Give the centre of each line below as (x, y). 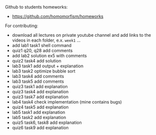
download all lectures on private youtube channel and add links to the (81, 35)
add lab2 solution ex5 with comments (49, 56)
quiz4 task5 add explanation (40, 107)
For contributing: (22, 26)
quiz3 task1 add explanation (40, 86)
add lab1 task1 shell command (42, 45)
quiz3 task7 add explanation (40, 97)
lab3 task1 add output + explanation (48, 66)
